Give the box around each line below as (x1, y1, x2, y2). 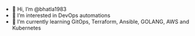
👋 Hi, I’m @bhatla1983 (11, 6, 67, 12)
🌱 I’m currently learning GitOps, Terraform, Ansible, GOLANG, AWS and (11, 18, 190, 25)
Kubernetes (11, 24, 41, 31)
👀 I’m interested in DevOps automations (11, 12, 110, 19)
